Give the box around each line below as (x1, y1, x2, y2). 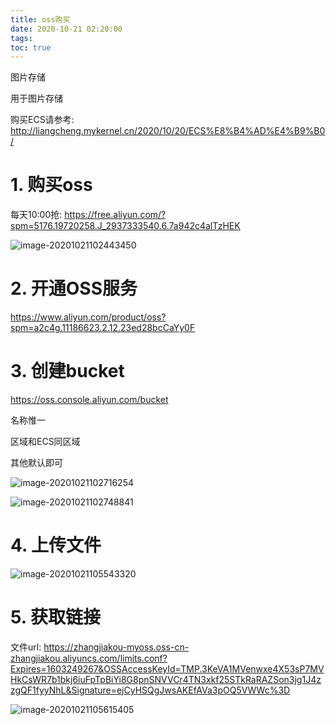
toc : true (10, 42, 52, 53)
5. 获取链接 (10, 606, 101, 629)
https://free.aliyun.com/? (64, 209, 167, 221)
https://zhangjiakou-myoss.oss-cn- (43, 641, 190, 653)
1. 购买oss (10, 174, 93, 196)
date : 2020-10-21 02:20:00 (10, 24, 123, 34)
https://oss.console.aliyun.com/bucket (10, 394, 169, 406)
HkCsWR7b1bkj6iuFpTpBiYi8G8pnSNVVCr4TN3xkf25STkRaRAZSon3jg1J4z (10, 673, 322, 685)
